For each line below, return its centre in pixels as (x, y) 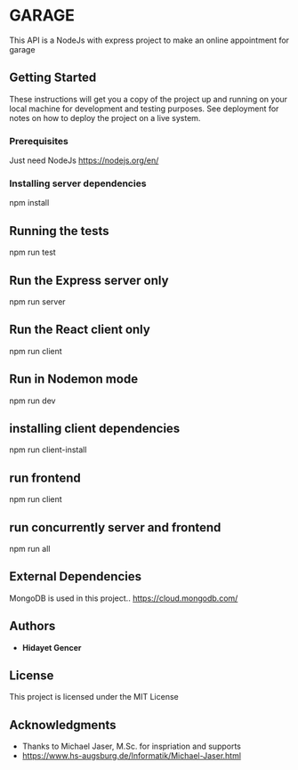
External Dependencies (76, 576)
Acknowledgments (63, 725)
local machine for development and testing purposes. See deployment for (144, 109)
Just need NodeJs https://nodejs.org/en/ (84, 160)
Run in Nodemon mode (74, 379)
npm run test (32, 252)
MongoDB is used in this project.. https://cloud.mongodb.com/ (124, 598)
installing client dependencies (95, 428)
